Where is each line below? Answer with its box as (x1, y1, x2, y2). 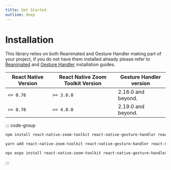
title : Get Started (5, 7, 47, 13)
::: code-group (5, 122, 36, 128)
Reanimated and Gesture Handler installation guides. (5, 61, 116, 67)
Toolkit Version (64, 80, 102, 87)
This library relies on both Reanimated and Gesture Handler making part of (5, 51, 162, 57)
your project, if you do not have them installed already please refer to (5, 56, 150, 62)
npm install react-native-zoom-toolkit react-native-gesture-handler (5, 132, 156, 138)
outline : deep (5, 12, 36, 17)
